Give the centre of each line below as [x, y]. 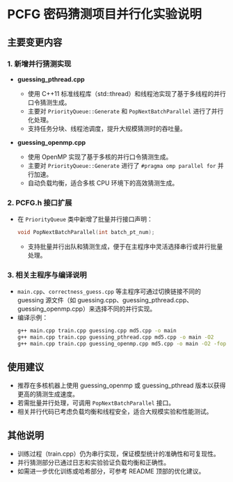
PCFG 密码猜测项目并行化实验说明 [104, 14]
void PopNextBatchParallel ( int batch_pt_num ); [86, 233]
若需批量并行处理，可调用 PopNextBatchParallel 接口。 [96, 403]
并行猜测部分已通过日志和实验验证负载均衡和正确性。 [94, 462]
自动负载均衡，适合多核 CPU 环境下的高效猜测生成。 [103, 182]
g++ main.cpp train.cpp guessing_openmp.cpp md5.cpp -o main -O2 [114, 344]
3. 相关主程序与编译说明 [47, 274]
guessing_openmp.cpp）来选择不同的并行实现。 [87, 309]
